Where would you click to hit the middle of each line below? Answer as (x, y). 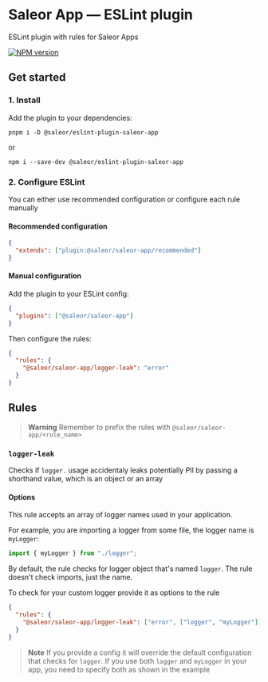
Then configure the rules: (50, 338)
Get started (37, 78)
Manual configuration (45, 276)
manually (23, 207)
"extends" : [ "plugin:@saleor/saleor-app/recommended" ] (108, 250)
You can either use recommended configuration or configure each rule (124, 199)
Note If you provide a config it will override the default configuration (140, 652)
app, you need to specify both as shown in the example (119, 669)
